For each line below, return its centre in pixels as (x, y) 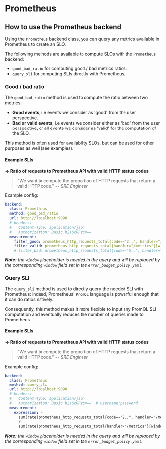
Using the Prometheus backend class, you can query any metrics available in (82, 39)
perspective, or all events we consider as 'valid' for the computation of (84, 128)
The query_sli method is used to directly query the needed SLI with (74, 289)
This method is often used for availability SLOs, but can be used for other (80, 143)
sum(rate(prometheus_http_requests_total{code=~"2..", (76, 417)
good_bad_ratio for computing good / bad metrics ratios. (70, 68)
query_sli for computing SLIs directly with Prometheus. (69, 74)
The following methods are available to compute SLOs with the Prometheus (81, 54)
